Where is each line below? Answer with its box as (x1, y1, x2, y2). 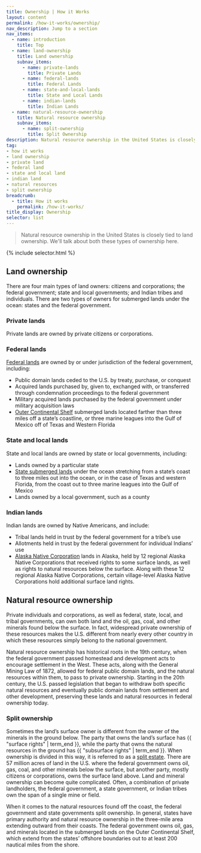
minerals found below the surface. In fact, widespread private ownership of (6, 624, 192, 631)
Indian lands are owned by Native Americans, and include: (6, 522, 150, 529)
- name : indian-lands (22, 98, 77, 104)
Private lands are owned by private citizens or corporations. (6, 330, 154, 337)
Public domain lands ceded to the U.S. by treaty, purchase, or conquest (14, 377, 191, 384)
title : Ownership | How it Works (6, 8, 90, 15)
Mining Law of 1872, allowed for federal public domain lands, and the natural (6, 667, 194, 674)
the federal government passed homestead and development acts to (6, 654, 175, 662)
